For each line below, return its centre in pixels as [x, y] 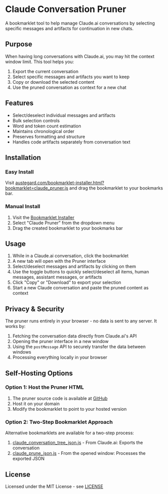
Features [19, 103]
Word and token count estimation [47, 126]
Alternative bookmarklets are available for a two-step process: [70, 433]
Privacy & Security [35, 309]
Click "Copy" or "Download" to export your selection [67, 282]
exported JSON [29, 459]
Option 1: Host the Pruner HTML [45, 387]
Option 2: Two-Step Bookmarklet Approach [59, 422]
